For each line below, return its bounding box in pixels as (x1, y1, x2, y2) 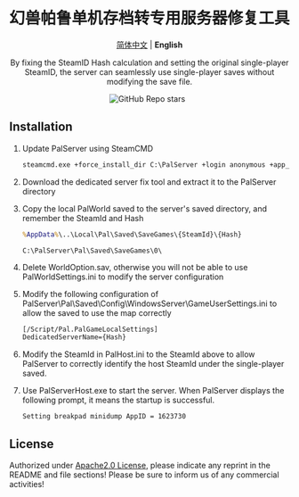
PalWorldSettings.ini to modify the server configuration (21, 271, 224, 282)
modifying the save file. (106, 76, 193, 87)
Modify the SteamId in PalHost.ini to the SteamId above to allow (21, 349, 255, 360)
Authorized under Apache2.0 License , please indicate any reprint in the (9, 460, 271, 471)
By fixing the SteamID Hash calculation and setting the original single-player (10, 57, 289, 68)
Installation (9, 120, 73, 135)
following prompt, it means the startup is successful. (21, 394, 215, 406)
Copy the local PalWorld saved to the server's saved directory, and (21, 203, 268, 214)
